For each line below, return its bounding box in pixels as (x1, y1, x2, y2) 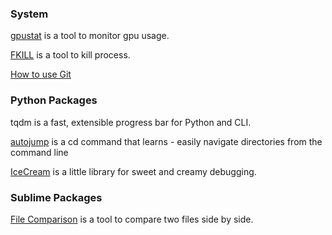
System (10, 7, 49, 21)
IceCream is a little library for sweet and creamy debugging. (10, 165, 257, 177)
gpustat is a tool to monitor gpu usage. (10, 30, 170, 42)
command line (10, 146, 69, 158)
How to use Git (10, 68, 72, 81)
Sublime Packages (10, 190, 103, 204)
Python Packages (10, 93, 98, 107)
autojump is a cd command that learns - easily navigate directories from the (10, 135, 323, 147)
